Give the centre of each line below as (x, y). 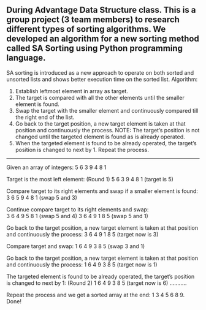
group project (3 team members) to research (93, 20)
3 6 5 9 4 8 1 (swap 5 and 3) (42, 197)
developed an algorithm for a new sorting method (103, 39)
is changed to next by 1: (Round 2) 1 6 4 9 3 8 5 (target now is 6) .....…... (97, 283)
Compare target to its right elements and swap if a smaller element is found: (102, 191)
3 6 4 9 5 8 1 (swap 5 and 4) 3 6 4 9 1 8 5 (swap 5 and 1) (77, 216)
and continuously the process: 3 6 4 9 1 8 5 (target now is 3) (82, 234)
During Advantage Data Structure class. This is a (101, 10)
